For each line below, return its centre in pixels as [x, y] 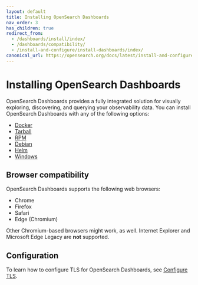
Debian [23, 144]
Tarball [23, 131]
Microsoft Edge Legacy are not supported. [58, 237]
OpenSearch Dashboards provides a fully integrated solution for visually [93, 101]
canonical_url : [25, 55]
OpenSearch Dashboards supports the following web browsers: [83, 189]
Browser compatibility [48, 175]
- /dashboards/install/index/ [48, 39]
